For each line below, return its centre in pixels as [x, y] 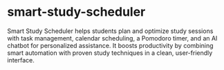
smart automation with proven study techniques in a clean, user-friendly [110, 53]
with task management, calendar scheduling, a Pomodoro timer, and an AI [112, 38]
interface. [21, 60]
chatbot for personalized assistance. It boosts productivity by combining [110, 45]
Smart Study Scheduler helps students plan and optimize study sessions [110, 31]
